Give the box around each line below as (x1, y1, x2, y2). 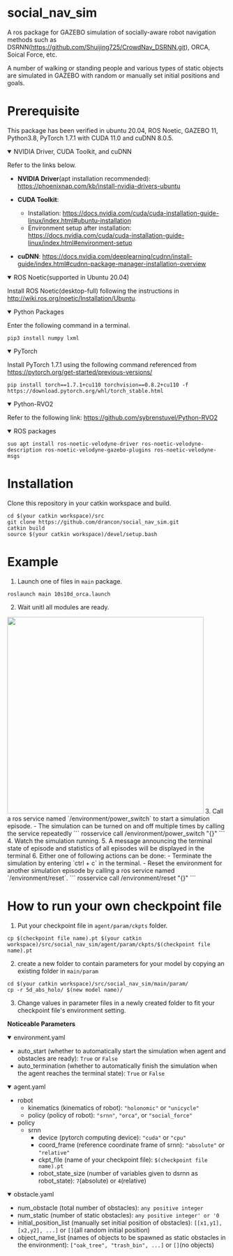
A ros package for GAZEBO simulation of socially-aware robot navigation (7, 28, 216, 36)
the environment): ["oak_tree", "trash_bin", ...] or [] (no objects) (17, 1241, 215, 1249)
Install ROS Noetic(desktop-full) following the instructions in (7, 287, 179, 295)
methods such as (7, 35, 57, 43)
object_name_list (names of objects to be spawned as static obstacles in (17, 1233, 226, 1241)
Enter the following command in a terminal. (7, 321, 130, 329)
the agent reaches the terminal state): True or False (17, 1069, 165, 1077)
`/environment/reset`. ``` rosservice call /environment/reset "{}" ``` (7, 874, 197, 882)
